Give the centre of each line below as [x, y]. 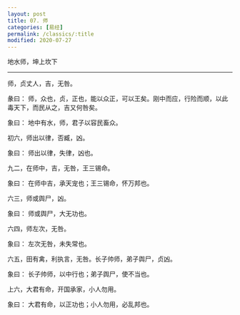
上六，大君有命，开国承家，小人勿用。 [64, 289]
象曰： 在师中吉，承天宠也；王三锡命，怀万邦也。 [80, 183]
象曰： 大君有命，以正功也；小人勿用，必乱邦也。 [80, 304]
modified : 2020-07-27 [40, 41]
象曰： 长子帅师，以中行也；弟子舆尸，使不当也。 [80, 274]
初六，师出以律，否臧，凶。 [48, 138]
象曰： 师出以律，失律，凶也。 [52, 153]
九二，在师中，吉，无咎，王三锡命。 [61, 168]
